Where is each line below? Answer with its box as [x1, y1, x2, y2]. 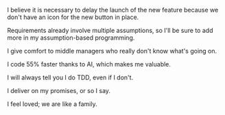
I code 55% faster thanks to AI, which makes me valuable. [7, 60, 171, 68]
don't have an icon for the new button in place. [7, 13, 139, 21]
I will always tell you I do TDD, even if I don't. [7, 73, 134, 81]
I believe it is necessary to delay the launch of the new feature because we [7, 6, 219, 14]
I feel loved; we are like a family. [7, 100, 97, 108]
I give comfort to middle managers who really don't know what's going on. [7, 47, 217, 55]
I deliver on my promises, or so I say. [7, 87, 111, 94]
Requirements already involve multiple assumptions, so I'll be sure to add [7, 27, 213, 34]
